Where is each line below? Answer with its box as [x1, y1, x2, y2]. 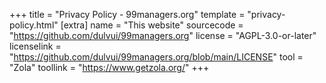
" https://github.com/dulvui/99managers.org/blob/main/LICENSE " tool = [9, 51, 304, 63]
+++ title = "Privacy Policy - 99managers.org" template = [9, 9, 246, 20]
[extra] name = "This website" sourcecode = [60, 19, 244, 31]
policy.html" [9, 19, 59, 31]
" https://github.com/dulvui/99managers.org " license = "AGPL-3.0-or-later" [9, 30, 317, 41]
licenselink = [9, 40, 62, 52]
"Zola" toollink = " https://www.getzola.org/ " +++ [9, 62, 210, 73]
